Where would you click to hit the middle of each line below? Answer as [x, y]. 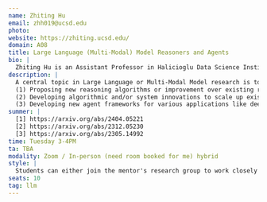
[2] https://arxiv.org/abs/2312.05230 [80, 126]
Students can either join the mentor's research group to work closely [137, 171]
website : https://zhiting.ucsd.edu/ [69, 38]
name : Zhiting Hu [37, 16]
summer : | [25, 112]
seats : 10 [25, 179]
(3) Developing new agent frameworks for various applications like [131, 104]
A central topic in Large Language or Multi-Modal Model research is [133, 82]
